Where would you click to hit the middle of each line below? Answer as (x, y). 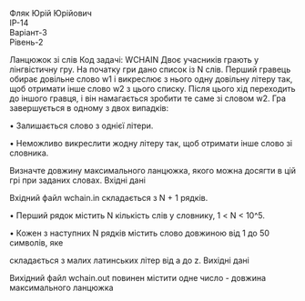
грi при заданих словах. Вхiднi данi (77, 180)
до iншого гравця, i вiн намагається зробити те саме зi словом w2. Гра (148, 98)
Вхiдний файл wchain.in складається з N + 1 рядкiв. (109, 198)
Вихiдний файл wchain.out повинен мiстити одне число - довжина (138, 278)
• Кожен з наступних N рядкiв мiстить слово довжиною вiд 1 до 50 (140, 233)
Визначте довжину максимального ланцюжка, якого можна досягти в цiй (152, 171)
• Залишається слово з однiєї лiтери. (81, 125)
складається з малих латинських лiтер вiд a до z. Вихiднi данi (130, 260)
